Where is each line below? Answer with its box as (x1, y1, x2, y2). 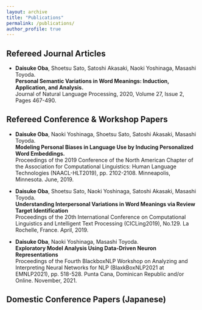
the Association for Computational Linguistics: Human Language (15, 162, 176, 170)
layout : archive (6, 9, 47, 15)
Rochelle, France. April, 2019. (15, 226, 89, 233)
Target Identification (15, 207, 69, 214)
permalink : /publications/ (6, 20, 75, 26)
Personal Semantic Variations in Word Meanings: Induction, (15, 77, 169, 85)
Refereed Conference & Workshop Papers (6, 114, 169, 125)
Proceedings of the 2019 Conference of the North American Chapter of (15, 156, 193, 164)
